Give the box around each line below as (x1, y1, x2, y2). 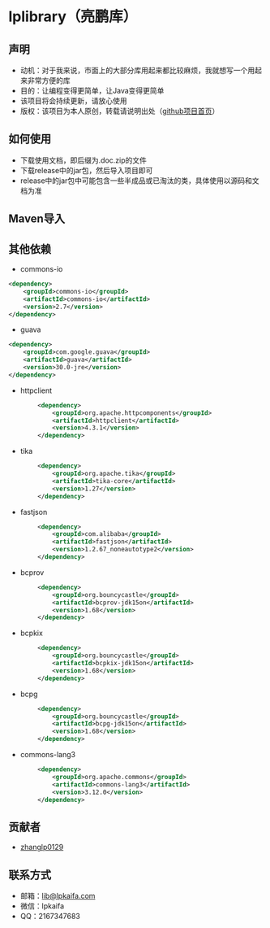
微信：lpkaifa (19, 901, 65, 911)
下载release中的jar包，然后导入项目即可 (19, 165, 153, 175)
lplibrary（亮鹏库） (8, 7, 138, 26)
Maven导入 (8, 212, 66, 226)
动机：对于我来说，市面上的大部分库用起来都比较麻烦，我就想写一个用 (19, 66, 255, 75)
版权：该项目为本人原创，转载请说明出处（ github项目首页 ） (19, 107, 220, 115)
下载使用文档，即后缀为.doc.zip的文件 (19, 155, 148, 165)
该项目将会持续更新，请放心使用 (19, 96, 127, 106)
